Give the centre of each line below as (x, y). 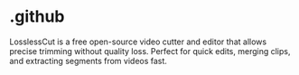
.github (37, 17)
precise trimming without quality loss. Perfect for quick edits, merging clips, (150, 51)
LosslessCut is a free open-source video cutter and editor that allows (138, 42)
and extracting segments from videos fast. (88, 61)
